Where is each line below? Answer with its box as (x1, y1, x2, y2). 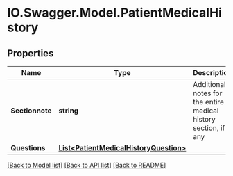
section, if (193, 123, 225, 133)
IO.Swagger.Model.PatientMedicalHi (7, 5, 222, 21)
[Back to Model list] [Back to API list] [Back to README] (7, 161, 166, 169)
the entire (193, 97, 224, 106)
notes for (193, 88, 223, 98)
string (58, 106, 79, 115)
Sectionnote (10, 106, 52, 115)
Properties (7, 47, 54, 59)
